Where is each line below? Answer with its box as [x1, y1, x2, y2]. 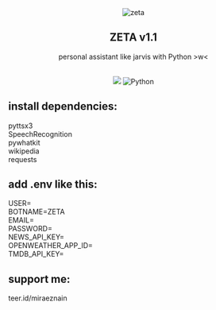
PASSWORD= [8, 224, 53, 234]
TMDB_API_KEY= [8, 250, 64, 259]
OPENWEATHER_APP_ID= [8, 241, 94, 250]
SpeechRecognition [8, 129, 73, 138]
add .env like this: [8, 178, 98, 192]
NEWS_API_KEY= [8, 232, 65, 242]
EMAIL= [8, 215, 34, 225]
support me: [8, 272, 71, 285]
